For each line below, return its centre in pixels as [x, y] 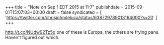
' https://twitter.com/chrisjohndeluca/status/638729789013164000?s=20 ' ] [81, 17]
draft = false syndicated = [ [74, 12]
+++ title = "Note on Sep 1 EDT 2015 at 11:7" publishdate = [65, 7]
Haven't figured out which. [32, 37]
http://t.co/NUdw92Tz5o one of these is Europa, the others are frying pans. [82, 32]
